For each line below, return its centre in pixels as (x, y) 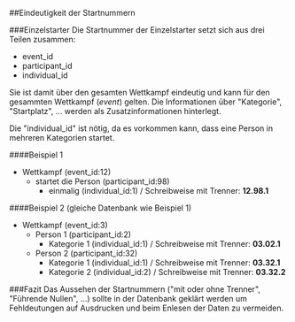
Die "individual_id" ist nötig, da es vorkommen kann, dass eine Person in (141, 128)
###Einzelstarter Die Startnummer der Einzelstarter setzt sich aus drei (137, 30)
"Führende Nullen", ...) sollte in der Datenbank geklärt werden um (128, 299)
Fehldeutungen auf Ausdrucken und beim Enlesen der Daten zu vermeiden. (147, 308)
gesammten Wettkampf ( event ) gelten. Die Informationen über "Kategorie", (146, 102)
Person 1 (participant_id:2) (83, 234)
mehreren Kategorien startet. (62, 138)
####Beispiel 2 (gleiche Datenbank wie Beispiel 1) (101, 208)
